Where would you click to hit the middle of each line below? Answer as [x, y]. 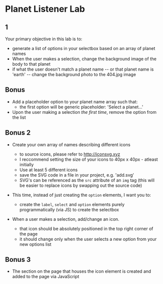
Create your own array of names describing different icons [71, 144]
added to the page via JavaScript [46, 277]
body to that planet [31, 64]
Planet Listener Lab [45, 9]
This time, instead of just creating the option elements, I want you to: [81, 195]
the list [19, 117]
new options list [35, 244]
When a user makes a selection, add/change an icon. [66, 219]
